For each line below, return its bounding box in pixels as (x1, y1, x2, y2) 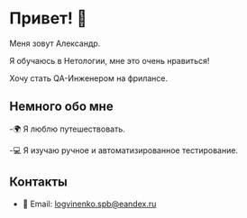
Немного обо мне (9, 99, 114, 114)
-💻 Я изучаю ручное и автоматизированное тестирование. (9, 144, 239, 156)
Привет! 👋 (9, 8, 87, 29)
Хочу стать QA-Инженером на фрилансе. (9, 72, 169, 84)
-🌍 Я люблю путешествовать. (9, 123, 126, 134)
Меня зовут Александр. (9, 38, 101, 49)
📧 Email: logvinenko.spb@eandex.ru (22, 198, 157, 209)
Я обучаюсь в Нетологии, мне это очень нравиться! (9, 55, 210, 66)
